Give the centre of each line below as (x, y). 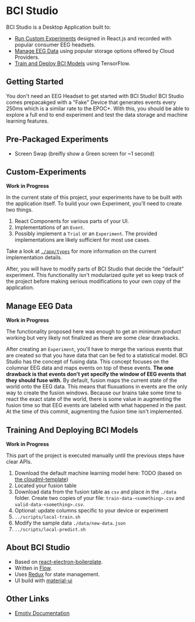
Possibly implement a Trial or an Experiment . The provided (86, 234)
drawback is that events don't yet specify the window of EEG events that (96, 374)
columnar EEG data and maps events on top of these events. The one (90, 368)
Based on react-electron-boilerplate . (59, 562)
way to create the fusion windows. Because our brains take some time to (94, 393)
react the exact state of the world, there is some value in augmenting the (94, 399)
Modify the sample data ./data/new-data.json (70, 523)
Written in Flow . (33, 568)
